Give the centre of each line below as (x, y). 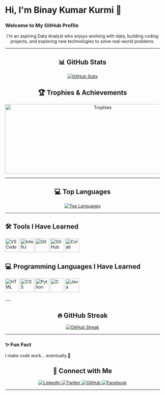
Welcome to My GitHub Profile (42, 26)
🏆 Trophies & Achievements (82, 92)
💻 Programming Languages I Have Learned (73, 267)
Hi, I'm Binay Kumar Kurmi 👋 (63, 10)
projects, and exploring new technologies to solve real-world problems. (82, 41)
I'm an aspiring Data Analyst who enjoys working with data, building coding (82, 36)
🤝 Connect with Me (82, 371)
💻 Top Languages (82, 192)
